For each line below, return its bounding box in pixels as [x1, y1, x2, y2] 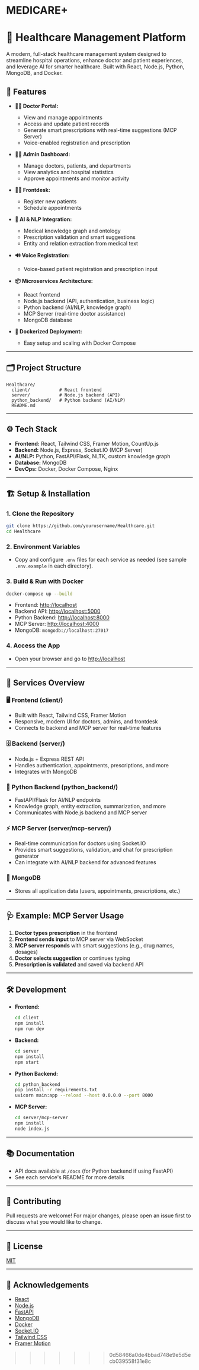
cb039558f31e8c [109, 1358, 151, 1365]
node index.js [14, 1126, 50, 1132]
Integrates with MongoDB [14, 768, 78, 775]
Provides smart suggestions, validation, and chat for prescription [14, 846, 173, 854]
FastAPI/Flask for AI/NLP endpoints [14, 796, 101, 804]
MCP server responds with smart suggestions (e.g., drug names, [14, 942, 175, 949]
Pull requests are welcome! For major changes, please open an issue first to [6, 1212, 191, 1219]
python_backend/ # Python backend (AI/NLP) [11, 397, 126, 403]
